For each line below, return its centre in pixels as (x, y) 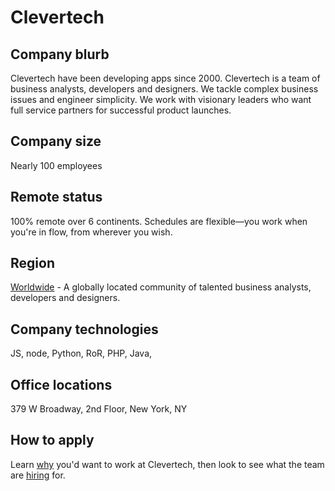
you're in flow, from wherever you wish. (91, 232)
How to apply (52, 440)
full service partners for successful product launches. (121, 110)
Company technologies (84, 329)
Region (32, 263)
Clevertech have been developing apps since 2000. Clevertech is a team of (165, 78)
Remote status (56, 197)
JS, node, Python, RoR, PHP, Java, (81, 353)
